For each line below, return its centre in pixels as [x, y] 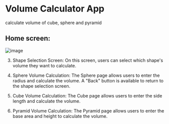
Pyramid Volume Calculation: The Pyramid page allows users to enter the [88, 110]
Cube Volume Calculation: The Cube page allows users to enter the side [87, 95]
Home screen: [28, 38]
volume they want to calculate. [44, 65]
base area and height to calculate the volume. [60, 116]
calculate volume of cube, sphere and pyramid [53, 23]
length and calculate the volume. [46, 101]
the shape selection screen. [41, 86]
